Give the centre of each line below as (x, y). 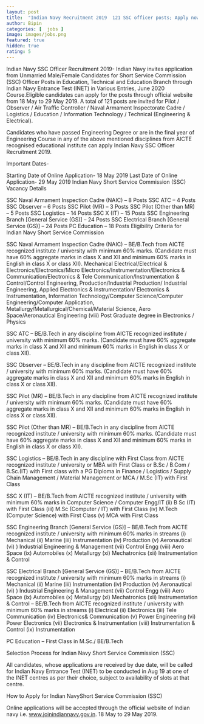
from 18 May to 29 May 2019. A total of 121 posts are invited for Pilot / (93, 101)
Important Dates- (28, 163)
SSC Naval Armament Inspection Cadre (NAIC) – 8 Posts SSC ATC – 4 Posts (101, 200)
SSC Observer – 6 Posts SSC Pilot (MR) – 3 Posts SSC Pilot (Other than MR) (101, 206)
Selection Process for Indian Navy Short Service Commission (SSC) (91, 653)
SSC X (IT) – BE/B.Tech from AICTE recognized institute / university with (97, 496)
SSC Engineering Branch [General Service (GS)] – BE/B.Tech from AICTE (97, 527)
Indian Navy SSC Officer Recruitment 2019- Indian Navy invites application (100, 69)
